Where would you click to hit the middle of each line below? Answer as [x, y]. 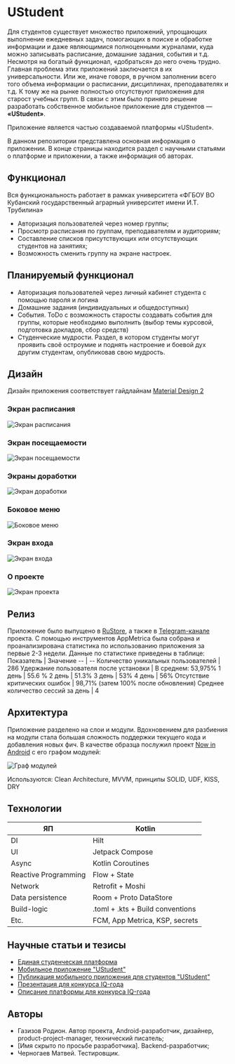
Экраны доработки [42, 476]
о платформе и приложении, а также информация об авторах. [100, 156]
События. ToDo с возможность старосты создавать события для [115, 315]
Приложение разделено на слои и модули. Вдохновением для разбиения [117, 729]
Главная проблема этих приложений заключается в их [90, 69]
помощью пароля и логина [58, 300]
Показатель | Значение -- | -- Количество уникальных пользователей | [114, 660]
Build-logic [29, 909]
